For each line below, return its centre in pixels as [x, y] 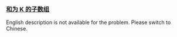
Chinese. [17, 29]
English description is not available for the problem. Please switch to [88, 22]
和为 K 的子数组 [28, 9]
